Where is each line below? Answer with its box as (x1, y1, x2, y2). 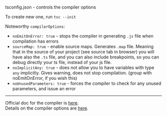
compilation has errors (12, 38, 59, 44)
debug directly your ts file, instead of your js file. (12, 59, 112, 65)
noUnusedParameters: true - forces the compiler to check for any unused (12, 80, 162, 86)
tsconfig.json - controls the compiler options (5, 4, 96, 10)
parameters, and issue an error (12, 86, 76, 91)
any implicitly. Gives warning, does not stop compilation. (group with (12, 70, 152, 76)
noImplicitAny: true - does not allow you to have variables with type (12, 64, 155, 70)
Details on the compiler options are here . (5, 105, 88, 111)
